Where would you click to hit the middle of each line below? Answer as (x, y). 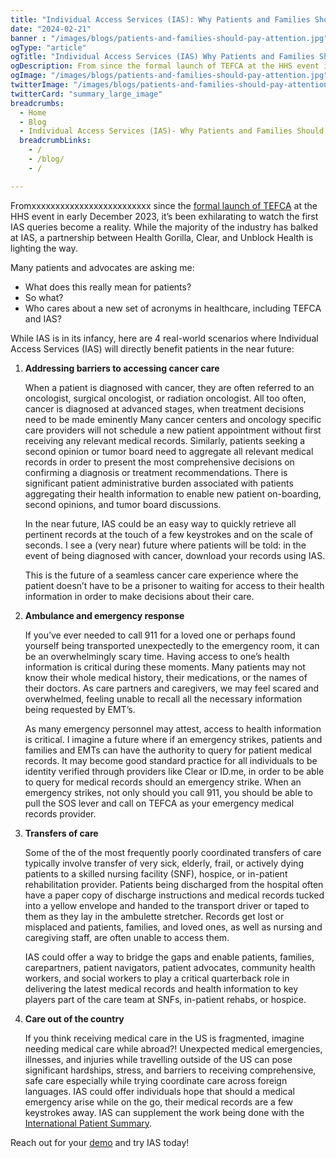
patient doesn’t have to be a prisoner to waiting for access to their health (174, 585)
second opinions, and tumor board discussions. (123, 504)
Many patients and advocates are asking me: (102, 267)
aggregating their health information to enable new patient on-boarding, (173, 493)
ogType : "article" (48, 47)
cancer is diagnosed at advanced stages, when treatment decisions (164, 408)
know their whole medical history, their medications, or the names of (166, 677)
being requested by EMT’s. (80, 709)
